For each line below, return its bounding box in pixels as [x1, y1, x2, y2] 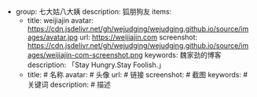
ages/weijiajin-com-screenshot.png [27, 50, 143, 59]
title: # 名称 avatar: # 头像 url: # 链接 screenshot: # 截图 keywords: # [27, 70, 248, 79]
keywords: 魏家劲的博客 [144, 50, 222, 59]
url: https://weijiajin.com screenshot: [79, 32, 198, 42]
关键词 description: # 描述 [27, 80, 112, 89]
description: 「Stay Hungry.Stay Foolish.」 [27, 60, 166, 69]
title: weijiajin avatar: [27, 16, 94, 25]
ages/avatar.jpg [27, 32, 79, 42]
